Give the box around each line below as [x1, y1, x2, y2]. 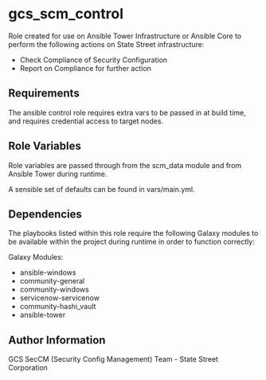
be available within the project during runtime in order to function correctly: [8, 237, 255, 247]
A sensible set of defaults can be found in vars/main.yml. [8, 184, 195, 194]
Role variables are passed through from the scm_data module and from [8, 160, 242, 170]
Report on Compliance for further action [19, 63, 151, 72]
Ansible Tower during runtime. [8, 169, 108, 178]
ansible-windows [19, 268, 76, 277]
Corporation [8, 363, 48, 373]
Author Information [8, 333, 106, 347]
